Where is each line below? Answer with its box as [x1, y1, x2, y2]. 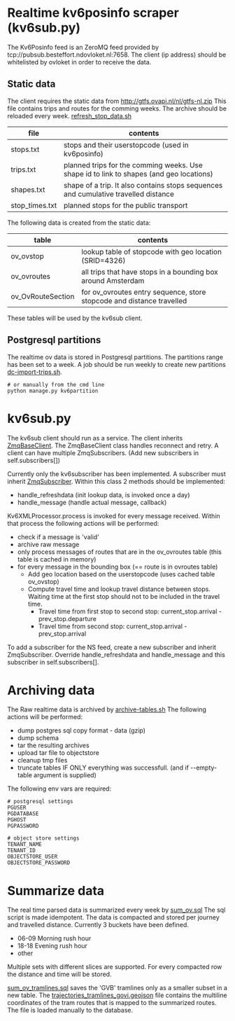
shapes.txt [10, 184, 45, 194]
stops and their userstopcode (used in [63, 140, 189, 150]
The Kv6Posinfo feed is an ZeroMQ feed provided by [7, 43, 159, 51]
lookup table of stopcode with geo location [81, 246, 222, 256]
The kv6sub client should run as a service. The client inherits [7, 433, 183, 442]
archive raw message [17, 540, 80, 548]
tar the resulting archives [17, 741, 90, 750]
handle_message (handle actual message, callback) [17, 498, 167, 506]
